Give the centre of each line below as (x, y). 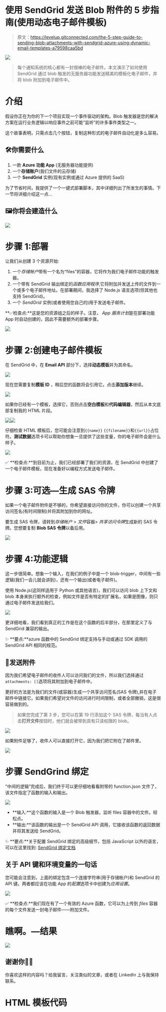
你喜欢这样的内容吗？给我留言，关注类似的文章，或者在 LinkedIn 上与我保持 (82, 974)
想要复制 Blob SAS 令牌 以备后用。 (53, 528)
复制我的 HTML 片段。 (32, 411)
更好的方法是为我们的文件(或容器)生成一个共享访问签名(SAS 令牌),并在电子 (81, 692)
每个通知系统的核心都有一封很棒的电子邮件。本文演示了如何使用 (82, 67)
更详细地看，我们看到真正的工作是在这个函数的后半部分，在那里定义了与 (79, 623)
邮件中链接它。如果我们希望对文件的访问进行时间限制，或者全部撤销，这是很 (83, 698)
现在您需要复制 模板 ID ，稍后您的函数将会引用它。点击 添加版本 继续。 (76, 385)
